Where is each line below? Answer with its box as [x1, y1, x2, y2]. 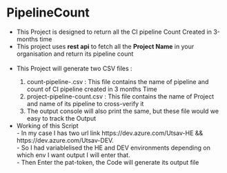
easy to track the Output [26, 114, 97, 122]
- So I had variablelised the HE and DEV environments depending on [16, 143, 211, 152]
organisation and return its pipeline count [16, 50, 134, 58]
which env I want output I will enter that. [16, 150, 130, 159]
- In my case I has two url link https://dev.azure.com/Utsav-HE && [16, 129, 204, 137]
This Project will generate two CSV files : [16, 64, 132, 72]
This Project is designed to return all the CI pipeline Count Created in [16, 28, 212, 36]
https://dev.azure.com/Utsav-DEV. [16, 136, 115, 144]
